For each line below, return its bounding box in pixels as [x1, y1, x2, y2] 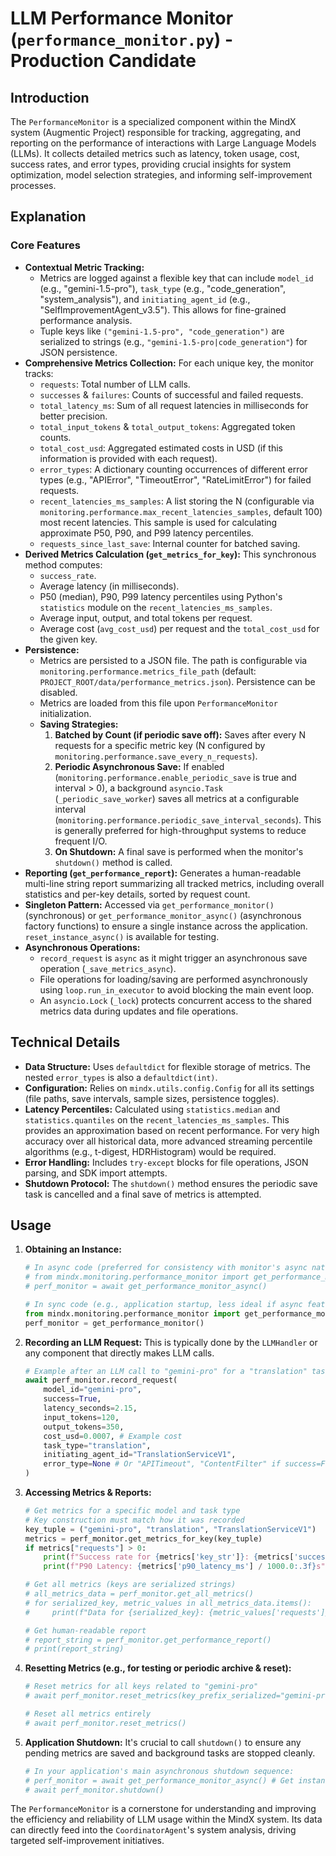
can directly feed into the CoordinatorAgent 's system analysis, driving [10, 1824, 297, 1836]
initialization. [39, 707, 92, 719]
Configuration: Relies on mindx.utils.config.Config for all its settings [24, 1082, 315, 1094]
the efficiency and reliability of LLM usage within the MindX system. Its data [10, 1813, 323, 1826]
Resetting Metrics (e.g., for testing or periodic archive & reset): [24, 1662, 292, 1674]
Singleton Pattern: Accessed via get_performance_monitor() [24, 898, 275, 911]
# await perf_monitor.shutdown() [24, 1785, 165, 1795]
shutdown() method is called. [54, 856, 173, 868]
